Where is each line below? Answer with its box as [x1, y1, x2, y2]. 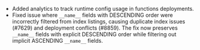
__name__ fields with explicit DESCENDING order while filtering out [12, 31, 177, 38]
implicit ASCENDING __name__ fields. [12, 37, 103, 44]
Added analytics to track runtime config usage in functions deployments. [12, 5, 194, 12]
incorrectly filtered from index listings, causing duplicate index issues [12, 18, 185, 25]
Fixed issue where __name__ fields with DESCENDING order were [12, 11, 173, 19]
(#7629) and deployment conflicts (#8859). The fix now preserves [12, 24, 178, 31]
